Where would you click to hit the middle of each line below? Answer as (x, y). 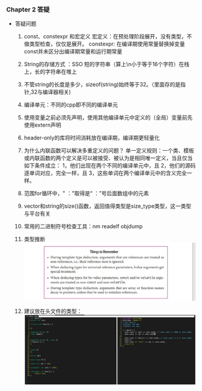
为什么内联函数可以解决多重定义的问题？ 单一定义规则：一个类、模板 (109, 151)
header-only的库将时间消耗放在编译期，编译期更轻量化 (92, 138)
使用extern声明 (42, 125)
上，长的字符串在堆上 (50, 72)
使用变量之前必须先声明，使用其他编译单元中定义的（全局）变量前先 (108, 118)
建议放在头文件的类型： (53, 311)
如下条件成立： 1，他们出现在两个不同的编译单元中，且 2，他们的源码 (110, 166)
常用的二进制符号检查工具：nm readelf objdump (83, 226)
